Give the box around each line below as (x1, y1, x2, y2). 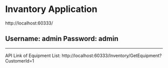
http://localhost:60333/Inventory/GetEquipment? (61, 52, 162, 58)
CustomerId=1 (5, 57, 34, 63)
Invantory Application (5, 3, 97, 15)
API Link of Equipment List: (5, 52, 61, 58)
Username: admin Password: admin (5, 34, 118, 43)
